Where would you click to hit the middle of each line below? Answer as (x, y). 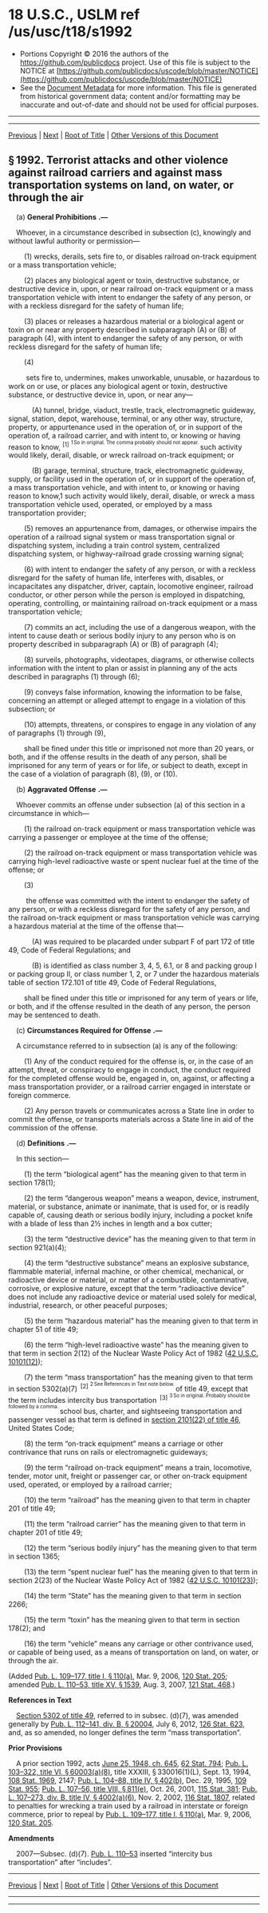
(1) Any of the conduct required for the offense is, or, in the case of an (138, 1061)
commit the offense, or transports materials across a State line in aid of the (131, 1119)
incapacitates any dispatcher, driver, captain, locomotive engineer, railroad (131, 586)
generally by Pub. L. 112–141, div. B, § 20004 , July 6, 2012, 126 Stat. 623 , (126, 1724)
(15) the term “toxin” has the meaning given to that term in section (132, 1619)
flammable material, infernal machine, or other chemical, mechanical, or (126, 1272)
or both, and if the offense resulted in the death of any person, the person (130, 1007)
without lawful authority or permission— (74, 240)
